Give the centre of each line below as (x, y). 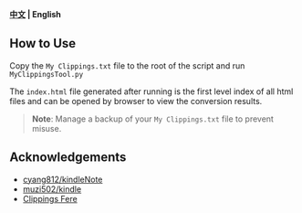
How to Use (43, 43)
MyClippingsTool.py (47, 74)
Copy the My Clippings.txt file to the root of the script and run (127, 65)
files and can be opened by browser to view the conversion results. (136, 101)
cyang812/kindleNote (62, 179)
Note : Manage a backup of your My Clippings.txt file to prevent (152, 119)
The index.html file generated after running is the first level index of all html (151, 91)
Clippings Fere (50, 198)
